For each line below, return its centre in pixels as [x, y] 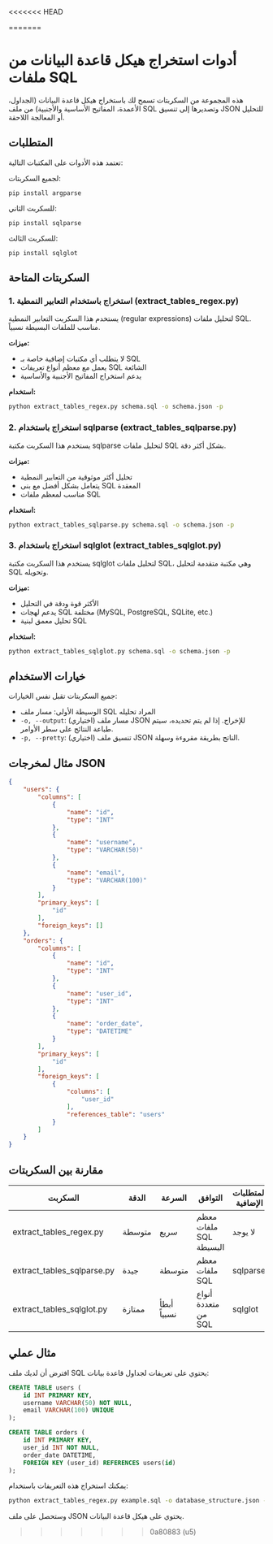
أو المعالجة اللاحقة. [37, 117]
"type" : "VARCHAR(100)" [107, 880]
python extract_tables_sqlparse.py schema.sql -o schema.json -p [121, 525]
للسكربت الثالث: [33, 238]
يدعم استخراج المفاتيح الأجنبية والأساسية [81, 376]
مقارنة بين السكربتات [56, 1170]
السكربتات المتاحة [49, 278]
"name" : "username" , [101, 843]
